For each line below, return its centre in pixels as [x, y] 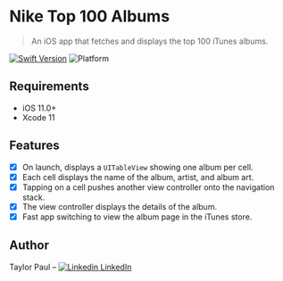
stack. [33, 197]
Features [34, 146]
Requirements [49, 87]
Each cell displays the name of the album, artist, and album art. [138, 177]
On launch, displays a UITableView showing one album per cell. [137, 167]
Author [29, 246]
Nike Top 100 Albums [90, 17]
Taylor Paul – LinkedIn [71, 267]
